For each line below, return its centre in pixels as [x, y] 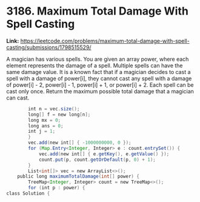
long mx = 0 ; [45, 120]
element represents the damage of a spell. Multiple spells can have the [95, 66]
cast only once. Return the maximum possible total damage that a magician [100, 91]
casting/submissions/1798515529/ [49, 47]
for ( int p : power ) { [57, 188]
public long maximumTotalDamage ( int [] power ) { [78, 177]
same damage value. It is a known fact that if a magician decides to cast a [98, 72]
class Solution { [28, 194]
